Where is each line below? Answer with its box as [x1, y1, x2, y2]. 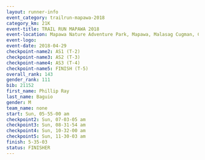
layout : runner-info [6, 9, 59, 15]
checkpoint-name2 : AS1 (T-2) [6, 49, 81, 55]
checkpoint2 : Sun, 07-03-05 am [6, 116, 86, 122]
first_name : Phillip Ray [6, 88, 70, 94]
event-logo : [6, 37, 37, 43]
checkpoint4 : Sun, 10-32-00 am [6, 128, 86, 134]
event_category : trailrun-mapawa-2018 [6, 15, 105, 21]
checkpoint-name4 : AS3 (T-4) [6, 60, 81, 66]
